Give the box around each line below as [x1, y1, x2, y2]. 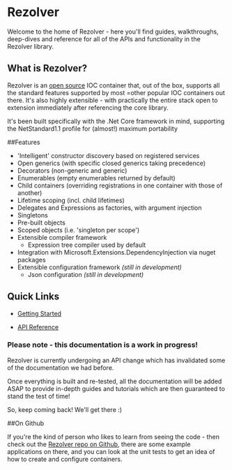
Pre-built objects [17, 218, 66, 227]
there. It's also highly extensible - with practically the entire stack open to [7, 96, 218, 104]
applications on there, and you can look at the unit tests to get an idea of [7, 447, 215, 455]
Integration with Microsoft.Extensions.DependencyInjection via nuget [17, 248, 216, 256]
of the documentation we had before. [7, 363, 114, 371]
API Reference [17, 322, 59, 331]
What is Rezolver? [7, 62, 88, 74]
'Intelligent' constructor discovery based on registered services [17, 151, 200, 159]
